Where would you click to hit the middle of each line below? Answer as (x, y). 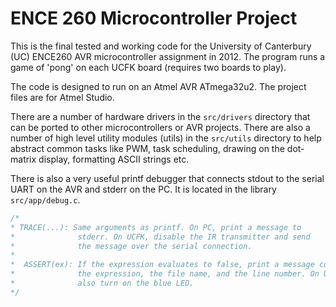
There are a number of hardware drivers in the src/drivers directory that (160, 116)
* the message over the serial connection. (131, 246)
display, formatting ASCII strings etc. (114, 159)
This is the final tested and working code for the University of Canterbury (161, 46)
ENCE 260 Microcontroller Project (154, 18)
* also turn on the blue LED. (102, 283)
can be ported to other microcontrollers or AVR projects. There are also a (160, 127)
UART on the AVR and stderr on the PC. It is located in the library (143, 189)
